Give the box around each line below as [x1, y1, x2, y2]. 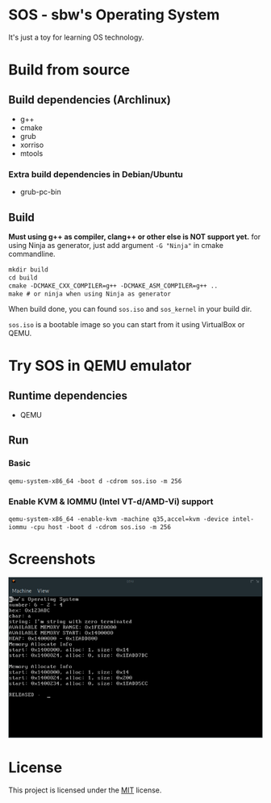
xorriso [19, 140, 44, 149]
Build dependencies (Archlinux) [8, 93, 171, 107]
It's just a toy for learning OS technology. [8, 32, 144, 42]
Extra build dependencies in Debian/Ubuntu [8, 168, 184, 179]
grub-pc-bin [19, 187, 62, 197]
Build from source [8, 61, 131, 79]
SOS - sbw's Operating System [8, 6, 220, 24]
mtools [19, 148, 44, 158]
